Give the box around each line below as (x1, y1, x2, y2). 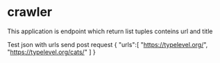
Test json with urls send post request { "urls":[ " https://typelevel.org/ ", (7, 40, 208, 48)
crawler (7, 4, 53, 20)
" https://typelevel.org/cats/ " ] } (7, 48, 96, 56)
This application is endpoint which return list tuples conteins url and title (7, 27, 213, 35)
